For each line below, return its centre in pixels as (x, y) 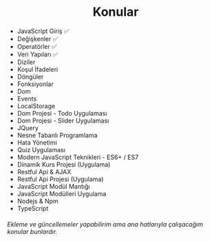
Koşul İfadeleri (38, 69)
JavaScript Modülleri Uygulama (62, 193)
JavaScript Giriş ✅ (43, 31)
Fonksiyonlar (35, 84)
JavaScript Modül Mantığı (53, 186)
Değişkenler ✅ (38, 39)
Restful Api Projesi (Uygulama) (60, 179)
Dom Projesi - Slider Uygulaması (63, 120)
